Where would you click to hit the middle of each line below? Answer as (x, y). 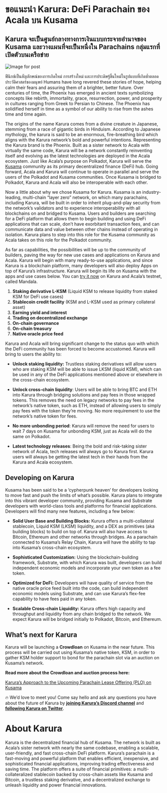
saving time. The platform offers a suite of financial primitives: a (71, 769)
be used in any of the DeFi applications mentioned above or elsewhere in (87, 374)
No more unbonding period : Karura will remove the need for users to (83, 426)
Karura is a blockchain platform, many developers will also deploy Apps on (82, 266)
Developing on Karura (40, 478)
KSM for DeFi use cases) (38, 297)
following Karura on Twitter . (35, 708)
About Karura (34, 728)
